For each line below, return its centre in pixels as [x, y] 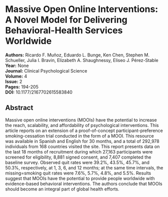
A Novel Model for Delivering [66, 20]
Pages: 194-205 [22, 86]
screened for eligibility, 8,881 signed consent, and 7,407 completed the [78, 157]
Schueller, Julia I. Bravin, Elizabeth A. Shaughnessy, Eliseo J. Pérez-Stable [82, 60]
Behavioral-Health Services [64, 30]
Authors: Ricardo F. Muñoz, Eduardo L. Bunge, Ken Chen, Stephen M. [77, 55]
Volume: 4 [16, 76]
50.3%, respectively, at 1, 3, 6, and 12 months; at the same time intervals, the [84, 167]
